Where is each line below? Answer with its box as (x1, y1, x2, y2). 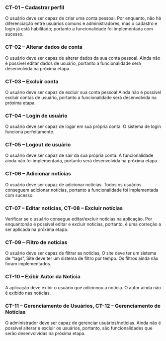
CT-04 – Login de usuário (5, 112, 68, 119)
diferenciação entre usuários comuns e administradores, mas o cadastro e (5, 20, 158, 26)
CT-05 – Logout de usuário (5, 141, 71, 148)
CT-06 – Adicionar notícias (5, 170, 71, 177)
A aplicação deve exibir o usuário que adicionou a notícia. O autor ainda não (5, 284, 161, 290)
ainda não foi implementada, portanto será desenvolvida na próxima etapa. (5, 158, 159, 164)
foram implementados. (5, 261, 51, 267)
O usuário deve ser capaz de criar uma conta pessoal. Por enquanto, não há (5, 15, 162, 21)
